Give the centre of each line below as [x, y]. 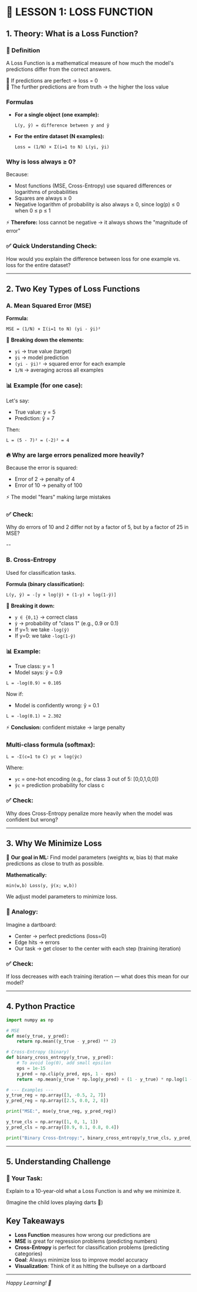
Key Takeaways [35, 1221]
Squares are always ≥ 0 [43, 198]
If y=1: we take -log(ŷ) [42, 629]
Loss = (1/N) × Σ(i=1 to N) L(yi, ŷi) [62, 147]
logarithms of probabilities [46, 192]
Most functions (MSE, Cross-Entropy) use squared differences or [93, 186]
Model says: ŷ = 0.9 [38, 672]
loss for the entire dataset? [38, 265]
